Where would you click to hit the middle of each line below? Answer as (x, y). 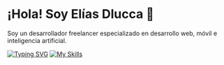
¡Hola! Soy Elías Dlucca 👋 (81, 14)
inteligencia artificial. (37, 40)
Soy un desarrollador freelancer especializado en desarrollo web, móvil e (112, 33)
